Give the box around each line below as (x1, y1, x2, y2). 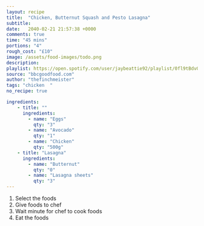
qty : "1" (33, 133, 56, 139)
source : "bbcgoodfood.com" (6, 71, 75, 77)
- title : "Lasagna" (17, 149, 67, 156)
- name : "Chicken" (28, 139, 75, 145)
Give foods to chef (15, 201, 62, 208)
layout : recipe (6, 9, 45, 15)
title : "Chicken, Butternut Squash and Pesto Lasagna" (6, 15, 151, 21)
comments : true (6, 32, 45, 38)
